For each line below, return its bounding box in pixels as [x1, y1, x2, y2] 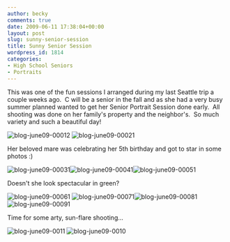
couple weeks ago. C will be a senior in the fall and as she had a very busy [7, 95, 223, 103]
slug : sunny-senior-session [7, 36, 89, 43]
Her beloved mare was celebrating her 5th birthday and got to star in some [7, 144, 222, 153]
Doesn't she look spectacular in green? [7, 179, 120, 187]
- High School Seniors [7, 62, 73, 69]
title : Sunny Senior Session [7, 43, 92, 50]
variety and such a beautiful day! [7, 117, 102, 126]
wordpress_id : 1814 [7, 50, 64, 56]
